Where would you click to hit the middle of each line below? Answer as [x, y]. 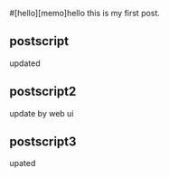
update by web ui [42, 113]
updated [25, 63]
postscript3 [43, 142]
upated [23, 163]
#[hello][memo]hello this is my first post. [85, 13]
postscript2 [43, 92]
